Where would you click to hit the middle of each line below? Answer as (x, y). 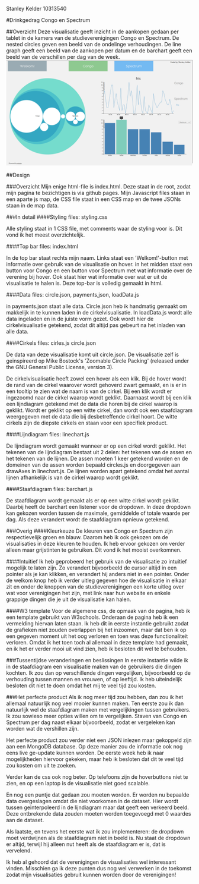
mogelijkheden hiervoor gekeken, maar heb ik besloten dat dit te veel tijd (95, 759)
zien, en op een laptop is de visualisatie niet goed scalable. (78, 783)
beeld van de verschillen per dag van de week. (63, 57)
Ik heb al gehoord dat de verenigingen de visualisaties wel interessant (91, 862)
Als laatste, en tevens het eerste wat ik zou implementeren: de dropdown (95, 831)
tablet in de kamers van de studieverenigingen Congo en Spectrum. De (93, 38)
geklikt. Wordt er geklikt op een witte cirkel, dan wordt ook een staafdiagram (99, 410)
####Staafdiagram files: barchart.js (49, 489)
